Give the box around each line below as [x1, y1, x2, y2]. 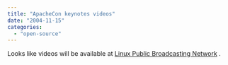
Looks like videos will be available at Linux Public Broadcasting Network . [7, 49, 221, 58]
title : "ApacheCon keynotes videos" [7, 10, 115, 18]
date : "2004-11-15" [7, 17, 65, 24]
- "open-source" [13, 30, 62, 37]
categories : [7, 23, 42, 30]
